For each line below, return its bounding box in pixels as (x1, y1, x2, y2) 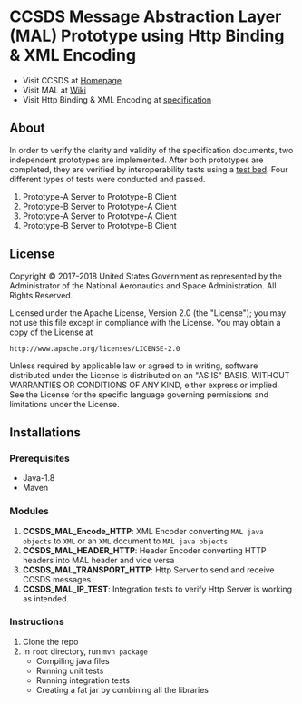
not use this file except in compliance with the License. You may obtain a (9, 317, 281, 328)
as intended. (22, 592, 70, 604)
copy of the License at (9, 327, 93, 337)
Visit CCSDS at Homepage (22, 74, 122, 85)
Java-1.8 (22, 473, 55, 484)
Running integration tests (35, 674, 130, 686)
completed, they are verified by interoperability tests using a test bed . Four (9, 163, 288, 174)
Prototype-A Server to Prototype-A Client (22, 210, 177, 221)
